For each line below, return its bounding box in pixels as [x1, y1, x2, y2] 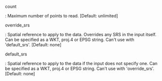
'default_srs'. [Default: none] [5, 42, 62, 47]
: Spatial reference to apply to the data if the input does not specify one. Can [5, 61, 158, 66]
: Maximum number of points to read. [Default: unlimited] [5, 13, 118, 18]
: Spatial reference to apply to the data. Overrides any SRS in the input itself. [5, 32, 157, 37]
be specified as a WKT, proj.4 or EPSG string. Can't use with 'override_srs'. [5, 66, 155, 71]
